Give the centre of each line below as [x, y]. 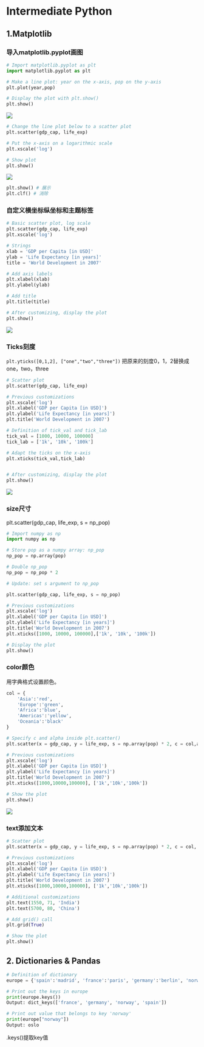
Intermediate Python [59, 11]
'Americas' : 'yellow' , [44, 716]
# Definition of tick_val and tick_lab [57, 431]
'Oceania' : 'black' [40, 722]
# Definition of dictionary [42, 974]
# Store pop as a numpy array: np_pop [55, 550]
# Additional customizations [43, 897]
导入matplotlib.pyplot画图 [45, 52]
